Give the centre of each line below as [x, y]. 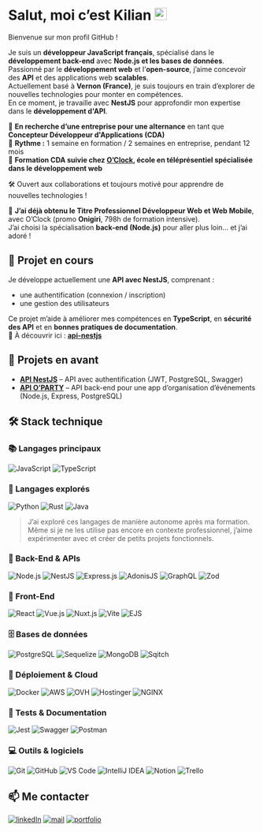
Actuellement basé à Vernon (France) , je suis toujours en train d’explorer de [131, 86]
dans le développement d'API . [58, 111]
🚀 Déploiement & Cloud [53, 675]
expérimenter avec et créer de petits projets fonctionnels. [120, 538]
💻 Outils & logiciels [46, 750]
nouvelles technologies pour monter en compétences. [96, 94]
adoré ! [20, 236]
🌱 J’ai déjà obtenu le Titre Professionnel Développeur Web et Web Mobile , [131, 211]
